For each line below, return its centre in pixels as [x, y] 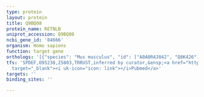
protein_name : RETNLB [34, 29]
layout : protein [27, 18]
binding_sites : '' [29, 79]
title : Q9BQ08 [24, 23]
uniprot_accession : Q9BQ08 [40, 35]
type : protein [24, 12]
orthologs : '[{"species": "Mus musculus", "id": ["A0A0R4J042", [89, 57]
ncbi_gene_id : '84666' [35, 40]
